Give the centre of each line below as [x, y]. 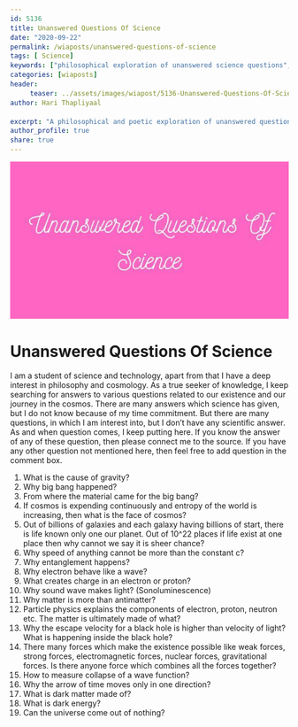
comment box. [36, 460]
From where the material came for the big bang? [111, 497]
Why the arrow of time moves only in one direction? [117, 684]
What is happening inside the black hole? [98, 638]
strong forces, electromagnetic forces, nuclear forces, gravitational [145, 656]
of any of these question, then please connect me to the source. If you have [148, 442]
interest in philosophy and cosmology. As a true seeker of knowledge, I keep [149, 385]
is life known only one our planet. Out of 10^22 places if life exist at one [152, 534]
